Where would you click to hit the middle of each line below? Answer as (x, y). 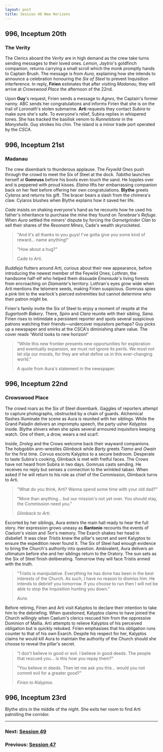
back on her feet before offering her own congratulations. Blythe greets (77, 190)
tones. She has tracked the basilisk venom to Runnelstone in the (69, 119)
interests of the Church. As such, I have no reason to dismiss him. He (86, 578)
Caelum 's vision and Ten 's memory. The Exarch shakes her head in (72, 533)
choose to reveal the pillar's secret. (40, 644)
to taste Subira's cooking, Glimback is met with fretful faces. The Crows (77, 459)
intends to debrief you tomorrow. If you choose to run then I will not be (87, 583)
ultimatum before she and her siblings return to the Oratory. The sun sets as (81, 553)
